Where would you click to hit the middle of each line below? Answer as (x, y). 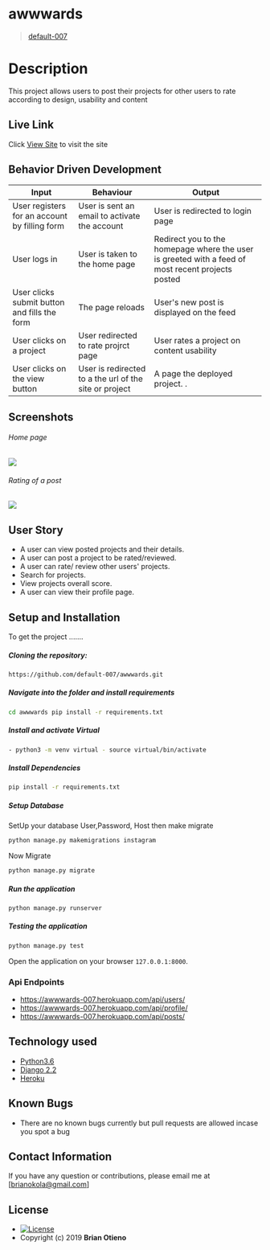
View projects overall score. (66, 584)
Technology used (53, 1042)
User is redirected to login (202, 211)
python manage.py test (46, 945)
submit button (39, 302)
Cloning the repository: (48, 655)
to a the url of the (110, 379)
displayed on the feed (195, 312)
